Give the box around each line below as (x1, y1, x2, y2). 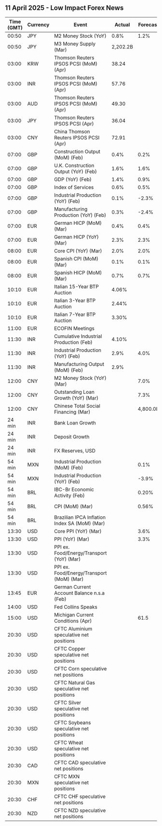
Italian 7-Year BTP (54, 311, 96, 318)
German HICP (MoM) (54, 219, 102, 226)
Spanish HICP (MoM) (54, 269, 102, 276)
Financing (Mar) (54, 408, 91, 415)
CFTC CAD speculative (54, 759, 106, 766)
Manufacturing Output (54, 360, 105, 367)
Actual (114, 21, 130, 28)
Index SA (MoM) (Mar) (54, 520, 105, 527)
